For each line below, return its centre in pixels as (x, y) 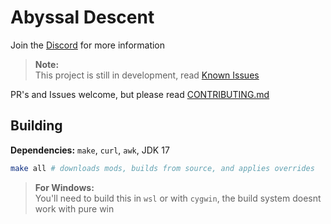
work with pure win (74, 208)
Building (36, 126)
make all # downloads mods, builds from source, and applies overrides (162, 168)
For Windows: (64, 187)
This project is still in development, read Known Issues (147, 75)
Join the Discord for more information (88, 45)
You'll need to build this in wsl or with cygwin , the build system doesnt (178, 198)
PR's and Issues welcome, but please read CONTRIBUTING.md (140, 94)
